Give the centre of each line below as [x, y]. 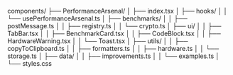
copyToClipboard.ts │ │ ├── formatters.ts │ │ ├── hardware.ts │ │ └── [113, 48]
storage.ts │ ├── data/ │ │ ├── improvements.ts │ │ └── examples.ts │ [114, 56]
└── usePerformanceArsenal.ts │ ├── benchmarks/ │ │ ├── [98, 18]
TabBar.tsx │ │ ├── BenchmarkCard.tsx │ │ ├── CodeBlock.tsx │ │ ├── [114, 33]
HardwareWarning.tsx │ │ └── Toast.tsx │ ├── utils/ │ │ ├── [98, 41]
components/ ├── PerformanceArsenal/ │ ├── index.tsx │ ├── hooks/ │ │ [118, 11]
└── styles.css [29, 63]
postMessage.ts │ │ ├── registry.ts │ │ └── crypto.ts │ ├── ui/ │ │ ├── [114, 26]
